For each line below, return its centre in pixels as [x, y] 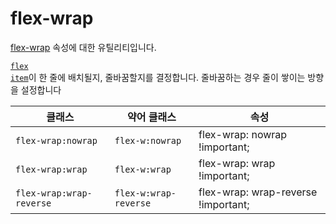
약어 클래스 [151, 117]
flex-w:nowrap [148, 140]
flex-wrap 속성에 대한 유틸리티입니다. [83, 47]
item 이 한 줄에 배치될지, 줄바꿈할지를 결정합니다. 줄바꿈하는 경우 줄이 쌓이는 [158, 77]
